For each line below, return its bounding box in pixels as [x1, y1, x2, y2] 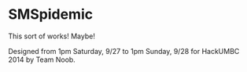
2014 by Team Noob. [8, 55, 76, 64]
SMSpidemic [8, 5, 93, 23]
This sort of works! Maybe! [8, 31, 96, 41]
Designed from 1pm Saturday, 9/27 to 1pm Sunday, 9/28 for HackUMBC [8, 46, 240, 56]
